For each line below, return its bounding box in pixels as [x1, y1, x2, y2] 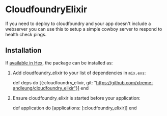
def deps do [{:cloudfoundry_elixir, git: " [12, 79, 97, 85]
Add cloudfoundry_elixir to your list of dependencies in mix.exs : [12, 69, 146, 76]
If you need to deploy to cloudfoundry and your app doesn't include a [5, 20, 151, 27]
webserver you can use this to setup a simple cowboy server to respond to [5, 26, 162, 32]
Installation [5, 46, 42, 55]
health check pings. [5, 31, 47, 37]
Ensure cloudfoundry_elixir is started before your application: [12, 95, 141, 101]
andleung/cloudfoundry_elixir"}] [12, 85, 80, 91]
